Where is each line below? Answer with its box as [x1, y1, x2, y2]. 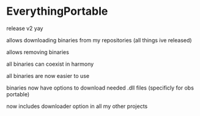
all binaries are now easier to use [6, 72, 90, 79]
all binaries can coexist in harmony [6, 60, 94, 68]
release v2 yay [6, 25, 43, 32]
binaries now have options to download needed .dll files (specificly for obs [6, 84, 194, 91]
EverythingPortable [6, 4, 108, 18]
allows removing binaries [6, 48, 69, 56]
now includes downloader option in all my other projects [6, 102, 148, 110]
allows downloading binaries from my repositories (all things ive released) [6, 36, 192, 44]
